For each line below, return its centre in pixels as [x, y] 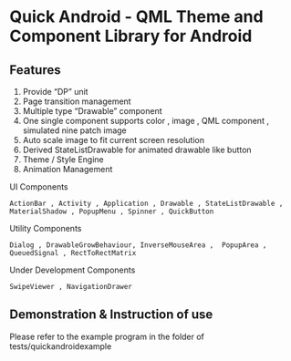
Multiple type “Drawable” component [92, 111]
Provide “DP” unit [55, 92]
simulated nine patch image [75, 130]
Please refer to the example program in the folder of [107, 336]
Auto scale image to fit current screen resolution [114, 140]
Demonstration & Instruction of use [111, 315]
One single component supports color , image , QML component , [145, 121]
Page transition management [77, 101]
